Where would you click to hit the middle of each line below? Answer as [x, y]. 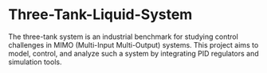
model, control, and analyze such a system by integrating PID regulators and [133, 53]
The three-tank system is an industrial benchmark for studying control [124, 36]
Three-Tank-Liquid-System [100, 15]
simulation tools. [35, 62]
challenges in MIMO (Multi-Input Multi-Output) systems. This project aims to [133, 44]
